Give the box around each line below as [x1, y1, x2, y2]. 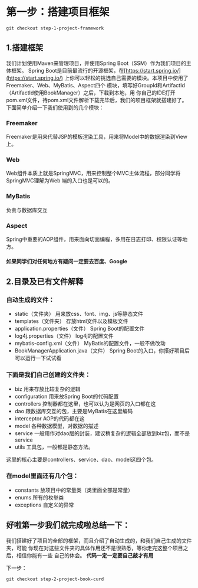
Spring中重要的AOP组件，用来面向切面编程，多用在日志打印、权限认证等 [6, 236, 183, 243]
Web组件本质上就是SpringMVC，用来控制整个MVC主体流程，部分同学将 [6, 169, 181, 177]
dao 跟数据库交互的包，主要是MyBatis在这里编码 [14, 407, 133, 414]
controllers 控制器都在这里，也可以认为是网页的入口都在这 [14, 400, 156, 407]
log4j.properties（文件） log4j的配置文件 [14, 332, 114, 339]
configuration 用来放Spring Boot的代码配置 [14, 393, 119, 400]
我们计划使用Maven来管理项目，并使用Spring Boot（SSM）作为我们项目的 [6, 60, 187, 67]
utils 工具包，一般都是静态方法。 [14, 443, 94, 450]
